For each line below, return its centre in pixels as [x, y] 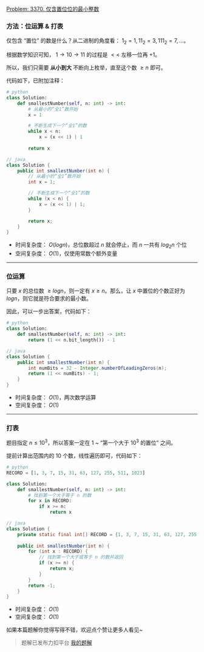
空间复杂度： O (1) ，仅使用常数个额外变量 [66, 253]
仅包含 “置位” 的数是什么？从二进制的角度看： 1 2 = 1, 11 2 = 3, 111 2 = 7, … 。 [98, 41]
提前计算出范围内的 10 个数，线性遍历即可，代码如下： [74, 456]
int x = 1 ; [42, 182]
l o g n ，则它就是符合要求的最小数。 [49, 299]
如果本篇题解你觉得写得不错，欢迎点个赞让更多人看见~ [75, 630]
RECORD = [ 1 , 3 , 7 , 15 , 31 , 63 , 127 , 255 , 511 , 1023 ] [76, 473]
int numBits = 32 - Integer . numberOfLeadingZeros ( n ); [97, 368]
